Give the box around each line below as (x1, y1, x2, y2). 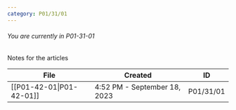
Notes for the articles (7, 53, 69, 62)
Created (124, 70, 152, 80)
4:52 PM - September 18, (94, 82, 181, 92)
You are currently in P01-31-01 (7, 32, 95, 41)
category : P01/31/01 (7, 10, 68, 18)
